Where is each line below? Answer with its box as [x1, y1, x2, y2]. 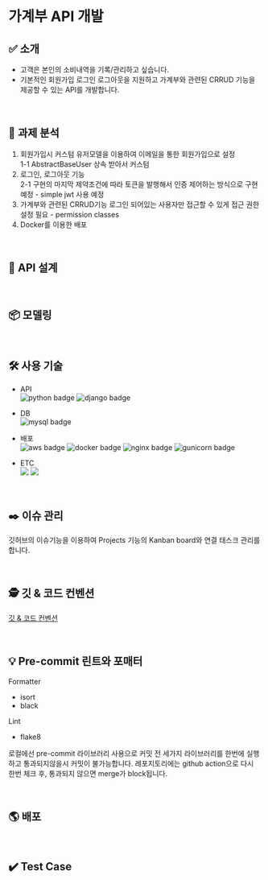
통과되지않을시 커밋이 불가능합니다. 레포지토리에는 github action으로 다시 [23, 758, 254, 768]
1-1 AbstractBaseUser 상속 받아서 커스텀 [19, 159, 150, 169]
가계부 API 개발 [8, 7, 104, 26]
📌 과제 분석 [8, 126, 60, 140]
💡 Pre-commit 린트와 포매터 [8, 655, 143, 668]
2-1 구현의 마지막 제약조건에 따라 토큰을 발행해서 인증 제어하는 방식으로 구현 [19, 179, 259, 189]
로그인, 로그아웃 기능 [19, 169, 85, 179]
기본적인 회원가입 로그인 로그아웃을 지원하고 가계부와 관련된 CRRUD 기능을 [19, 75, 256, 85]
